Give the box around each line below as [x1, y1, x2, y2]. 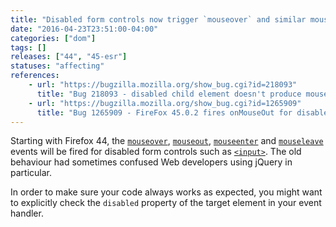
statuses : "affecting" [10, 61, 105, 71]
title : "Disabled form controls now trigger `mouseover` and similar [10, 14, 307, 25]
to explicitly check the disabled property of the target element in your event [10, 197, 322, 209]
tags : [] [10, 42, 47, 53]
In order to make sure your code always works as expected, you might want [10, 186, 323, 198]
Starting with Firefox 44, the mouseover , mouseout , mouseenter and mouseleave [10, 135, 324, 147]
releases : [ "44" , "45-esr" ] [10, 52, 128, 62]
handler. [10, 207, 44, 220]
